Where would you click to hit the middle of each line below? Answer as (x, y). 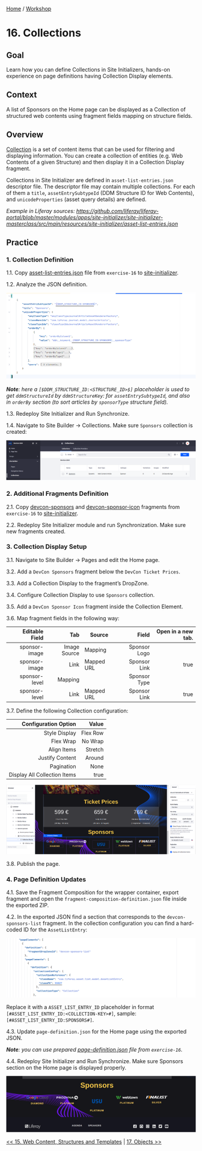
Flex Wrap (63, 741)
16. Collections (44, 33)
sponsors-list (24, 924)
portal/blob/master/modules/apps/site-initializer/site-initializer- (85, 217)
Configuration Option (49, 724)
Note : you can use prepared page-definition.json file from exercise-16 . (94, 1050)
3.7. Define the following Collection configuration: (67, 711)
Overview (25, 135)
